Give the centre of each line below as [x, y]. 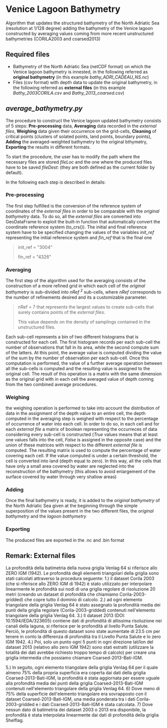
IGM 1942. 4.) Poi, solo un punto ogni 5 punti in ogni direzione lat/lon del [80, 642]
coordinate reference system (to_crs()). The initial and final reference [76, 227]
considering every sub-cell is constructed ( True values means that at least [82, 434]
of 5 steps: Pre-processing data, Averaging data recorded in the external [81, 126]
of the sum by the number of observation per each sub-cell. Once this [77, 358]
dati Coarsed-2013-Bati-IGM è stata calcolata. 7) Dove [97, 704]
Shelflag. [15, 720]
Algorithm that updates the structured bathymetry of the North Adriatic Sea [83, 23]
